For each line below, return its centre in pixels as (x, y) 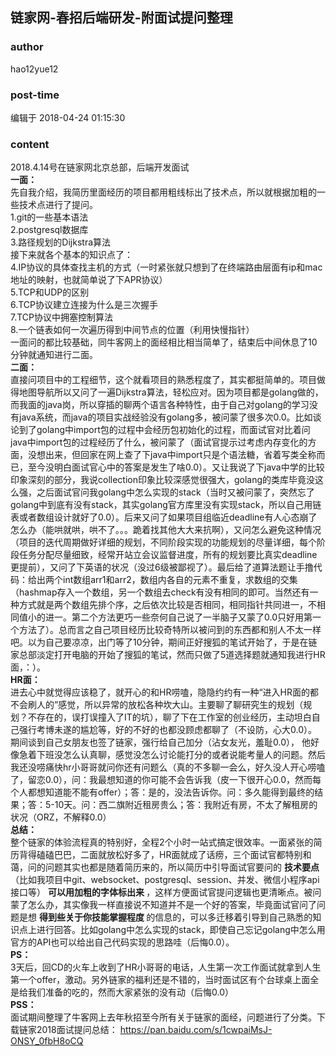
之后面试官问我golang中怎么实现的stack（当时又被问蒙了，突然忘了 (175, 492)
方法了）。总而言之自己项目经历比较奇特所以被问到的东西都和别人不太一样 (170, 630)
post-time (35, 95)
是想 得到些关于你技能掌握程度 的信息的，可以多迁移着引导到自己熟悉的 (165, 917)
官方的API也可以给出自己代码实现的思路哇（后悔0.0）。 (122, 942)
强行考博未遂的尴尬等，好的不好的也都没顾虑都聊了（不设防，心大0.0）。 (167, 730)
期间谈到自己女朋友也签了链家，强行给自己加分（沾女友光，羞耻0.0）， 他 (160, 742)
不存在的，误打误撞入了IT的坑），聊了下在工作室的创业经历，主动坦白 (169, 717)
